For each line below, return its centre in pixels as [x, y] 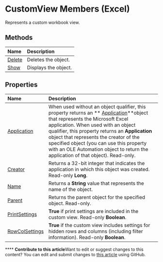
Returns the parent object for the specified [97, 197]
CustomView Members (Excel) [67, 9]
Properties [21, 85]
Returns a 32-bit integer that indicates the [97, 163]
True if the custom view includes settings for [99, 225]
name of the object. [71, 189]
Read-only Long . [68, 175]
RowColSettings [26, 231]
